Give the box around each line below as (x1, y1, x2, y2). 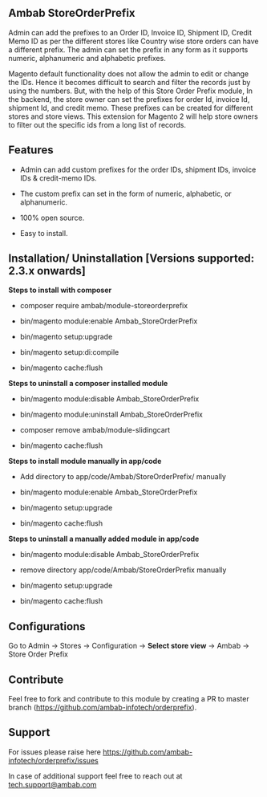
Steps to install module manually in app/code (8, 457, 162, 466)
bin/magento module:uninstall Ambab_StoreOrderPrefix (19, 409, 203, 420)
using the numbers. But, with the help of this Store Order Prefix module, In (8, 86, 253, 96)
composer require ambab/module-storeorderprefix (19, 301, 188, 311)
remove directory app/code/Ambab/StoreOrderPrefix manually (19, 565, 227, 575)
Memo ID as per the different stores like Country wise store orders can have (8, 36, 259, 46)
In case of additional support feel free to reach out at (8, 771, 183, 781)
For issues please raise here (8, 746, 102, 757)
